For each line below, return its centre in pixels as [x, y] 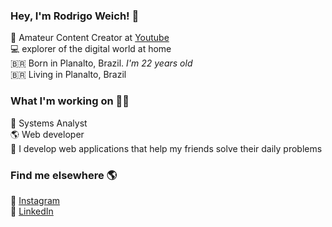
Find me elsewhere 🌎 [64, 175]
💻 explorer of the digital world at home [91, 49]
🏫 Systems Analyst [49, 123]
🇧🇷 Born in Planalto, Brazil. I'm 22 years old [101, 63]
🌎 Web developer [47, 134]
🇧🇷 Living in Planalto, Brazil [68, 75]
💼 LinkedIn [32, 211]
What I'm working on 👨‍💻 [70, 101]
